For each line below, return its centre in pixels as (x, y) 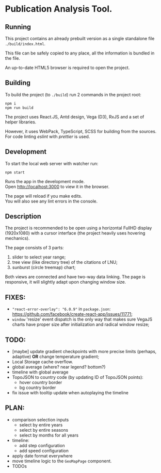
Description (23, 216)
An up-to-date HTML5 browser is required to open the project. (67, 68)
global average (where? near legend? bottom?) (59, 367)
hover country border (40, 383)
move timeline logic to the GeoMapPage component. (62, 461)
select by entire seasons (44, 430)
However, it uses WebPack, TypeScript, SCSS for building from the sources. (81, 131)
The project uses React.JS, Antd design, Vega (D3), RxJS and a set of (75, 117)
